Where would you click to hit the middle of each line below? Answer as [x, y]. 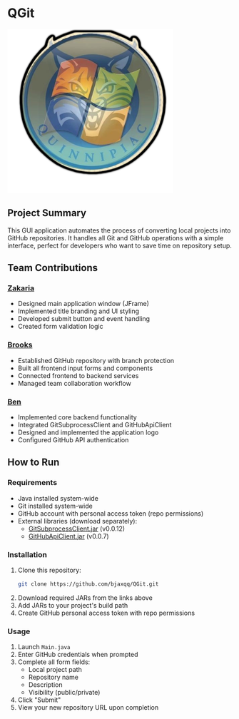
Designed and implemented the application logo [88, 432]
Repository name [53, 677]
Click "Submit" [39, 700]
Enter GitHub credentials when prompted [78, 655]
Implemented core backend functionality [77, 417]
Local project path [55, 670]
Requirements [32, 483]
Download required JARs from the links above [85, 598]
